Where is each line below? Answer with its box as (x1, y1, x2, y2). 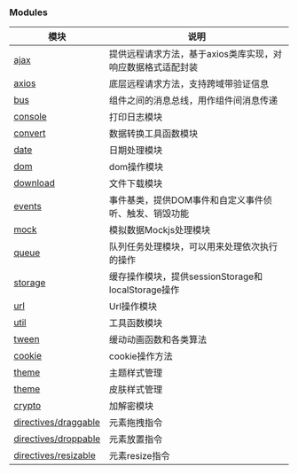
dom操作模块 (109, 161, 164, 174)
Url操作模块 (109, 300, 158, 313)
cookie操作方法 (109, 350, 173, 362)
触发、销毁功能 (127, 207, 190, 220)
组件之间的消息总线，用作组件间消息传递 (109, 95, 278, 107)
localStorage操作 (109, 284, 180, 296)
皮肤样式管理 (109, 384, 163, 396)
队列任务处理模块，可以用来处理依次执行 (109, 241, 278, 253)
